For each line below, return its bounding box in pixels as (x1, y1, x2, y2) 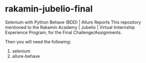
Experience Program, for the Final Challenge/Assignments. (5, 29, 122, 35)
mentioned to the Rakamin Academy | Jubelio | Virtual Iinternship (5, 24, 135, 30)
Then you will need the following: (5, 38, 71, 44)
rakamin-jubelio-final (5, 3, 93, 14)
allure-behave (12, 53, 40, 59)
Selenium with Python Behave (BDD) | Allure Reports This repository (5, 19, 142, 25)
